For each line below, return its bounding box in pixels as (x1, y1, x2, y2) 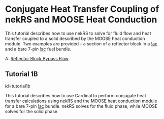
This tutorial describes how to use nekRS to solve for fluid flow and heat (5, 30, 151, 36)
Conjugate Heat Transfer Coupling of (5, 3, 159, 15)
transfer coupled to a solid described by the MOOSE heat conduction (5, 36, 145, 41)
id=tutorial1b (5, 83, 31, 89)
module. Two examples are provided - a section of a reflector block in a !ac (5, 40, 158, 46)
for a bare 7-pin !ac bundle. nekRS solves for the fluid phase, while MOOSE (5, 103, 158, 109)
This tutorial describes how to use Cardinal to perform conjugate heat (5, 92, 146, 98)
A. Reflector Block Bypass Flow (5, 55, 69, 61)
